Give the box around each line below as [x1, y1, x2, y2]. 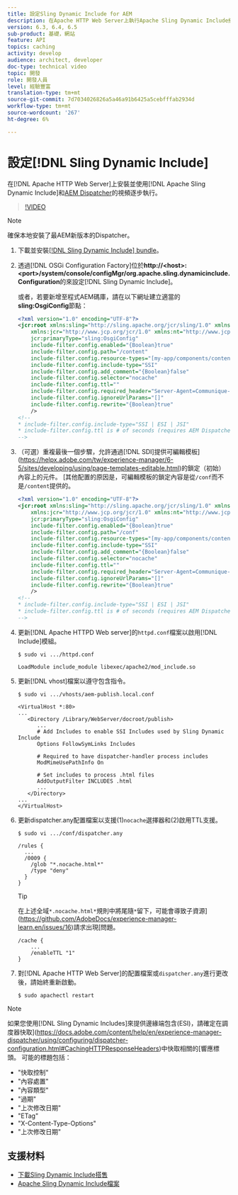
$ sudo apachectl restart [17, 992, 94, 999]
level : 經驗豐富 [7, 83, 51, 90]
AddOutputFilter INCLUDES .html [36, 777, 132, 785]
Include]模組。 [17, 637, 61, 645]
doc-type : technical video [7, 63, 87, 70]
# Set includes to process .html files [36, 771, 154, 778]
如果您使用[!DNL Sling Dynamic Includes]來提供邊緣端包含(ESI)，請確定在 [7, 1019, 222, 1027]
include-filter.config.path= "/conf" [30, 528, 139, 536]
